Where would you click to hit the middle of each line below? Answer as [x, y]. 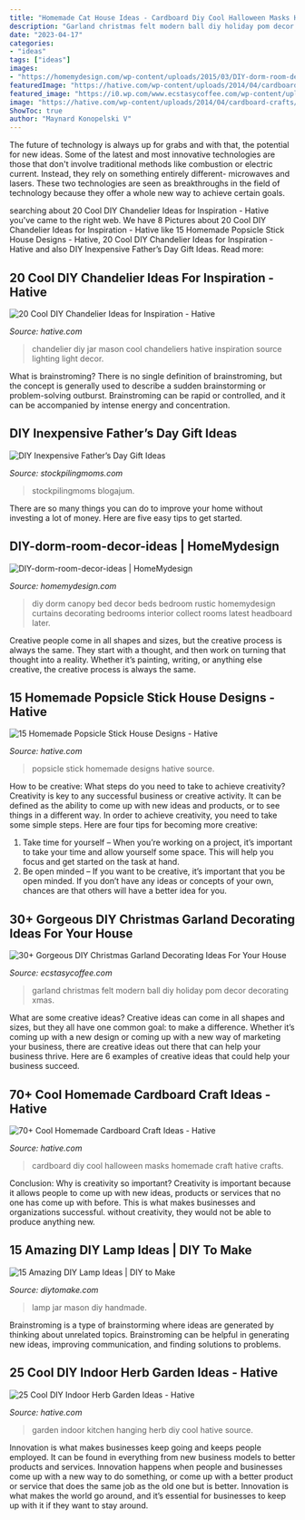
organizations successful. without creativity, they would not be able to [140, 1212]
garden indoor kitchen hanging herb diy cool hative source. [143, 1429]
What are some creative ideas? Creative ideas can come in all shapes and [148, 1018]
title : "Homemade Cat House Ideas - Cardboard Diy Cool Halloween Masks [150, 18]
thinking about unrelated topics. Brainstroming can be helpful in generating [149, 1334]
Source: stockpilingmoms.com [66, 473]
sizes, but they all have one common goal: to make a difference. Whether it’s [152, 1027]
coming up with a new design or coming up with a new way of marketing [145, 1037]
